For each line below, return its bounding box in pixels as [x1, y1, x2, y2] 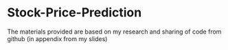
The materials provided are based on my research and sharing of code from [7, 27, 222, 36]
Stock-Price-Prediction [7, 5, 142, 21]
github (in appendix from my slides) [7, 34, 108, 42]
